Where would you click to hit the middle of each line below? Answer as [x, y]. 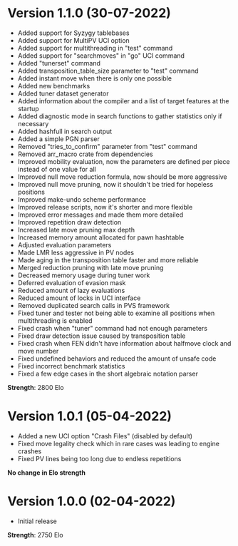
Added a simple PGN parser [58, 139]
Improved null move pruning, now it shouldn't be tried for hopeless [115, 184]
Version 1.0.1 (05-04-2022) [90, 417]
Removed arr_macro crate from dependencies [85, 154]
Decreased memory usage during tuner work [84, 275]
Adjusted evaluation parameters [64, 244]
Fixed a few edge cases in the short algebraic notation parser [108, 374]
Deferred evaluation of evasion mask [72, 282]
